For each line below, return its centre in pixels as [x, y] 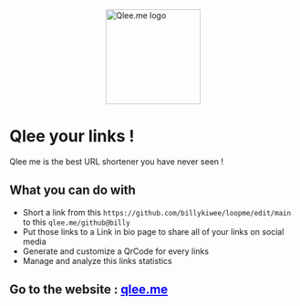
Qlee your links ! [72, 137]
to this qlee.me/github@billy [76, 222]
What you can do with [73, 190]
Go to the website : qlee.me [89, 290]
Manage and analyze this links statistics [97, 260]
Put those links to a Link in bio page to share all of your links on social [153, 231]
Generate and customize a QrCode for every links [116, 251]
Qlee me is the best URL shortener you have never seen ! [117, 161]
